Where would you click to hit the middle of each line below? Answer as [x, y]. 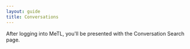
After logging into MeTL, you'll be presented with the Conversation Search [95, 33]
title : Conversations [32, 17]
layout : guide [23, 11]
